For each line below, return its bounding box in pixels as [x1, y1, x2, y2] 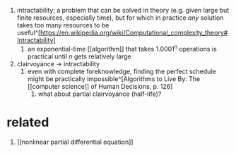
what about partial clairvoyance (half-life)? [37, 90, 162, 98]
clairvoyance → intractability [16, 59, 100, 68]
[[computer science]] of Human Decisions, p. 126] [27, 82, 173, 90]
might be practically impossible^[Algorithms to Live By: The [27, 74, 201, 83]
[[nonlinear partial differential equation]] [16, 137, 134, 146]
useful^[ [16, 28, 41, 37]
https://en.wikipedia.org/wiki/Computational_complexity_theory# [40, 28, 228, 37]
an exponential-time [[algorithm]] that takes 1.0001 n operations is [27, 44, 217, 53]
